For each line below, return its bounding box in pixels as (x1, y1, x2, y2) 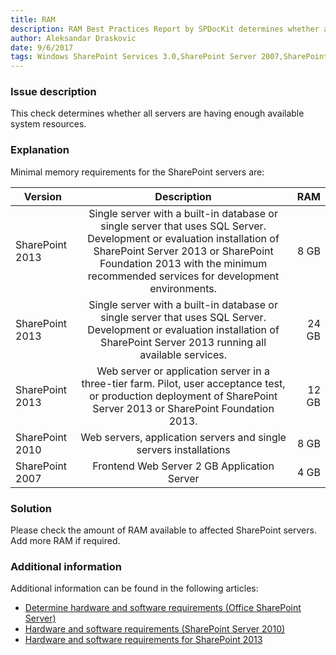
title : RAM (10, 14, 56, 25)
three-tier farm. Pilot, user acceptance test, (81, 376, 286, 390)
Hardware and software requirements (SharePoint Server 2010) (24, 623, 286, 635)
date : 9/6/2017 (10, 42, 74, 53)
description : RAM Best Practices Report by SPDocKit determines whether (10, 24, 320, 34)
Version (23, 189, 62, 203)
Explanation (10, 143, 70, 157)
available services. (139, 347, 227, 361)
